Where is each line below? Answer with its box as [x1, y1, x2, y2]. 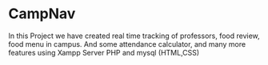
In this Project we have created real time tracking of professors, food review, [8, 31, 260, 40]
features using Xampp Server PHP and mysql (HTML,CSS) [8, 48, 200, 57]
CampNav [8, 5, 76, 23]
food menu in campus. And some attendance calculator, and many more [8, 39, 246, 48]
